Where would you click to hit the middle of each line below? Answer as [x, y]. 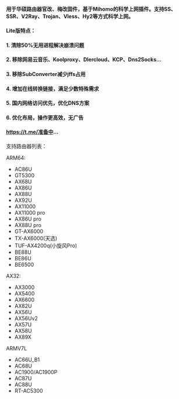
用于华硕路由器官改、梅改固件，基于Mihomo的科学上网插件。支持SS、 [91, 9]
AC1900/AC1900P [36, 372]
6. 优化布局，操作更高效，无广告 [45, 118]
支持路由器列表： [27, 146]
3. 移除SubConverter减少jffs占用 [46, 74]
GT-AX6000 [29, 231]
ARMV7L [17, 348]
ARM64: [16, 157]
